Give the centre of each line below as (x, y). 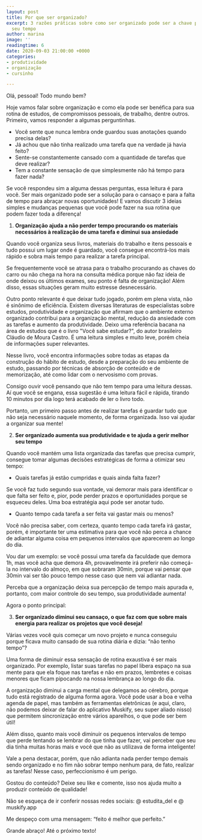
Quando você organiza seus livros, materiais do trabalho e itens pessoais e (99, 244)
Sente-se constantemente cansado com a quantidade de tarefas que (100, 158)
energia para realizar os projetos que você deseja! (79, 623)
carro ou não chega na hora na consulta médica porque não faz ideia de (96, 275)
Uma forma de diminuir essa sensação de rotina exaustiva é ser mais (92, 659)
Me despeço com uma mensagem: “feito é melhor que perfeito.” (86, 819)
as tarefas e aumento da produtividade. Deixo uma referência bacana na (96, 325)
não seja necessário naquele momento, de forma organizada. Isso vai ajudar (101, 417)
